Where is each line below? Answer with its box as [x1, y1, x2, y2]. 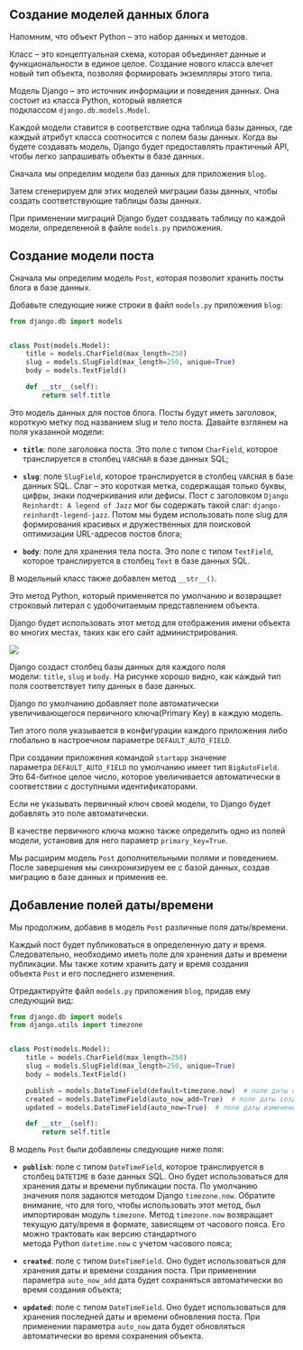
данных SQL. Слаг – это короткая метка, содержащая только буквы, [22, 480, 287, 491]
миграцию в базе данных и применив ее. [9, 871, 169, 882]
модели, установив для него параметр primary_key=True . [9, 834, 228, 846]
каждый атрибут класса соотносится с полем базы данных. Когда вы [9, 131, 278, 142]
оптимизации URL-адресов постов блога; [22, 528, 183, 539]
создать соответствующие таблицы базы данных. [9, 195, 202, 206]
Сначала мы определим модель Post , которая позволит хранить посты [9, 272, 284, 283]
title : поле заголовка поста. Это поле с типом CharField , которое [22, 444, 278, 455]
